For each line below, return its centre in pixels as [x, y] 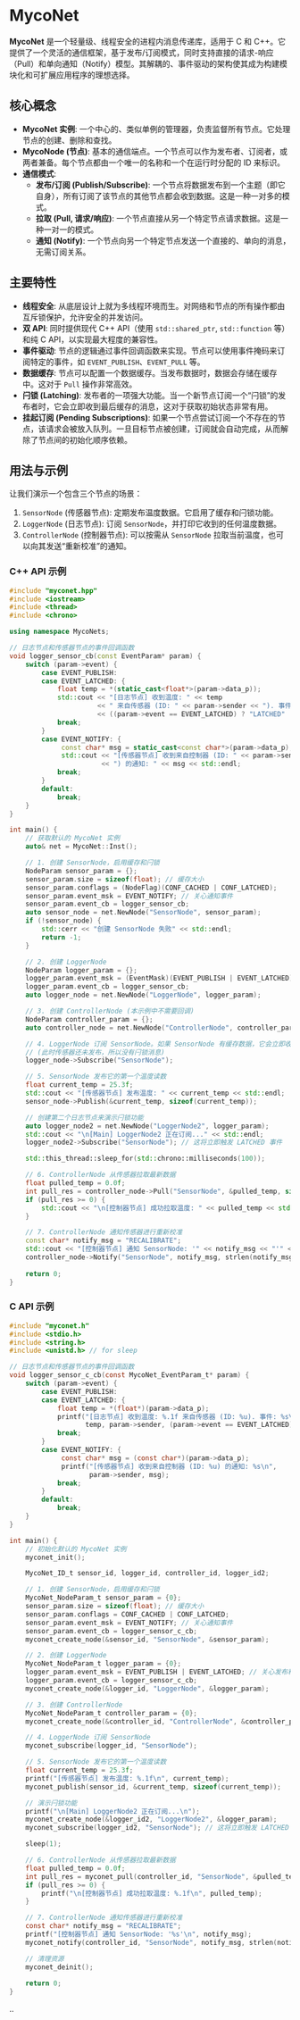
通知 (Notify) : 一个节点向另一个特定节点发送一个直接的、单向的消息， [163, 240]
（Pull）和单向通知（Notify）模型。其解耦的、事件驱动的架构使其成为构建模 [148, 63]
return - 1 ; [62, 937]
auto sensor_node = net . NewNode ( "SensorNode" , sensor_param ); [143, 913]
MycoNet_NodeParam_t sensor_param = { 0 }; [103, 1598]
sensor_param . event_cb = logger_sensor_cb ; [108, 904]
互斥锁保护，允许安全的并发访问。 [85, 317]
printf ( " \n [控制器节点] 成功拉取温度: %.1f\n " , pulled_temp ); [152, 1893]
